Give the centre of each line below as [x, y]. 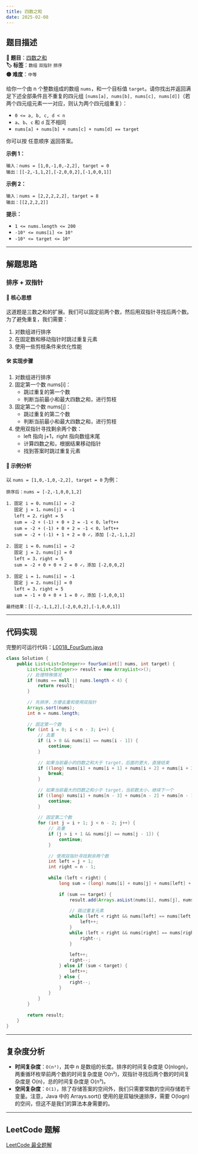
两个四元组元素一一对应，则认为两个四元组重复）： [67, 103]
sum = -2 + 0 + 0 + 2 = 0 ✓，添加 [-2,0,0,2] [70, 565]
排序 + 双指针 [25, 282]
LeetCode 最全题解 [29, 1145]
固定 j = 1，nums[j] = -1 [44, 510]
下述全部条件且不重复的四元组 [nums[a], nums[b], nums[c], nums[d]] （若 [100, 96]
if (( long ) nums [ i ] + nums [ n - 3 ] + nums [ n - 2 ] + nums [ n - [113, 795]
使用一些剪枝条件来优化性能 [48, 346]
